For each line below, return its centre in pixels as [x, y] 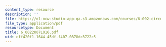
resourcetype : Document [30, 28]
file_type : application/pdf [34, 23]
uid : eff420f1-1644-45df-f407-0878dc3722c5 [51, 37]
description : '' [22, 14]
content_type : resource [30, 10]
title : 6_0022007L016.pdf [32, 32]
